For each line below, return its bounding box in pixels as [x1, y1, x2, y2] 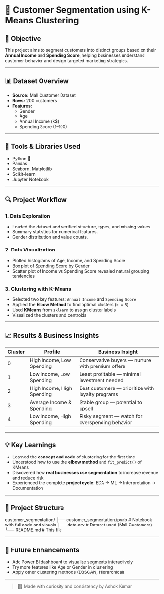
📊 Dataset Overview [5, 77, 69, 85]
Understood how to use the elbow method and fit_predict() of [12, 459, 142, 465]
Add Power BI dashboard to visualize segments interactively [12, 559, 133, 565]
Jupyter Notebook [12, 176, 49, 182]
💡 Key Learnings [5, 441, 56, 449]
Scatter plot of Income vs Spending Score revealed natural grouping [12, 268, 150, 274]
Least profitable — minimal [79, 370, 141, 377]
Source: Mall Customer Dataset [12, 92, 76, 98]
